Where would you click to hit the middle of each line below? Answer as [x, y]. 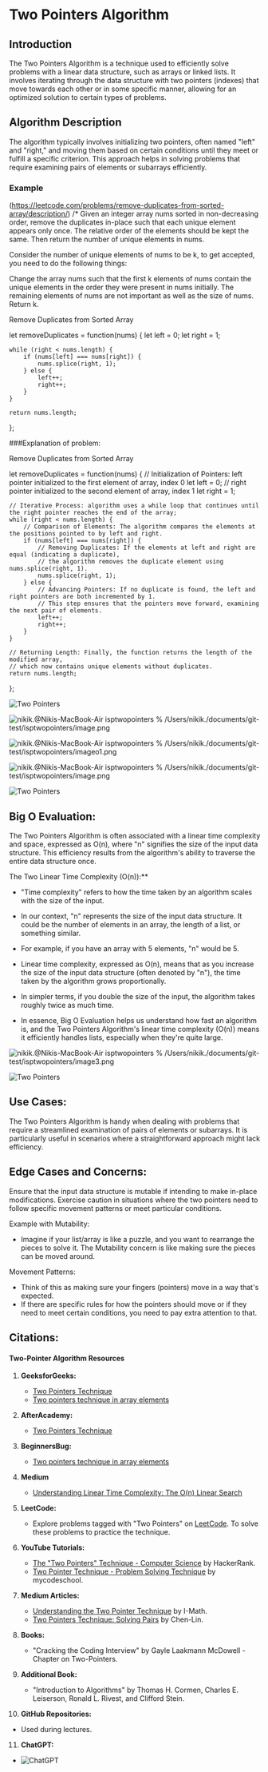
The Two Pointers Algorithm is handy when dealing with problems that [124, 1121]
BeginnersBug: [46, 1446]
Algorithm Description [65, 123]
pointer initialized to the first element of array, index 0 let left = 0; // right [128, 483]
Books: [32, 1635]
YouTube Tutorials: [53, 1547]
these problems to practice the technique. [101, 1532]
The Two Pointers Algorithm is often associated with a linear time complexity [135, 835]
